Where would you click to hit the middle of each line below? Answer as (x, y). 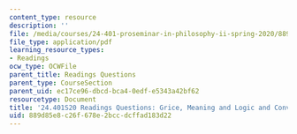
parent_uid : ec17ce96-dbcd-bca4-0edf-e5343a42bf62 (104, 91)
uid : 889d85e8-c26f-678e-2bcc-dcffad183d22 (91, 115)
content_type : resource (53, 17)
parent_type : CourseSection (61, 83)
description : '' (39, 26)
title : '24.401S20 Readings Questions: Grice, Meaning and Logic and (140, 108)
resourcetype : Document (53, 99)
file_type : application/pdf (61, 42)
